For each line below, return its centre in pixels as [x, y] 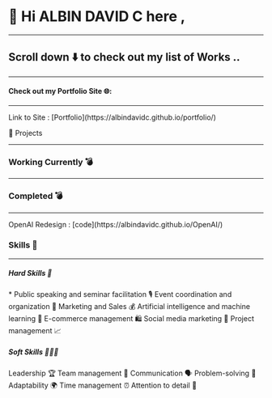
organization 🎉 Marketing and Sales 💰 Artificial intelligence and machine [130, 306]
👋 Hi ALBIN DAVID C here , [97, 17]
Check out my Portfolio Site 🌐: [60, 91]
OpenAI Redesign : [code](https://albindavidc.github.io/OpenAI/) [116, 224]
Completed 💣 [36, 196]
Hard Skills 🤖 [30, 273]
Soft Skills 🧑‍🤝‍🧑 [34, 352]
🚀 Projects [25, 133]
